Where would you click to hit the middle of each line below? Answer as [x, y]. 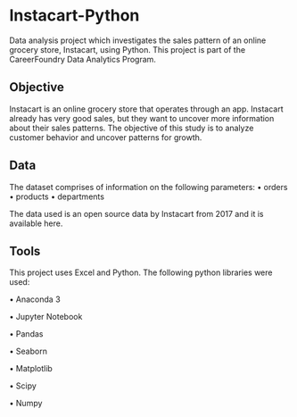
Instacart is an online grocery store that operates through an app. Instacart [146, 109]
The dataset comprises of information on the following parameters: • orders [148, 187]
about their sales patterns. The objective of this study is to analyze [132, 128]
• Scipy [23, 386]
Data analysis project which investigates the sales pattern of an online [138, 40]
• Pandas [26, 334]
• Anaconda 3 [35, 299]
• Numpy [26, 404]
